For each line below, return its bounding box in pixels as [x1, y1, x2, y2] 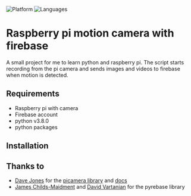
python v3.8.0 [14, 117, 49, 125]
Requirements [6, 89, 60, 99]
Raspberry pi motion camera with [6, 27, 174, 40]
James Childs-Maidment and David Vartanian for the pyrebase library [14, 183, 186, 190]
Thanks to [6, 161, 45, 171]
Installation [6, 141, 49, 151]
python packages [14, 123, 58, 130]
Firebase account [14, 111, 58, 118]
